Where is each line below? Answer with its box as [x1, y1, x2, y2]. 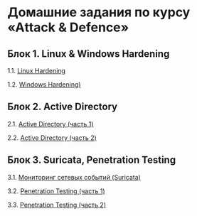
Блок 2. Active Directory [7, 101, 118, 113]
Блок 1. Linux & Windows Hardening [7, 48, 170, 60]
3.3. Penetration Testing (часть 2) [7, 200, 107, 209]
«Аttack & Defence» [7, 19, 129, 36]
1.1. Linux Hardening [7, 67, 66, 75]
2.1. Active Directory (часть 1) [7, 119, 94, 128]
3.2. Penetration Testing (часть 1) [7, 186, 105, 195]
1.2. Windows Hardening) [7, 80, 81, 89]
